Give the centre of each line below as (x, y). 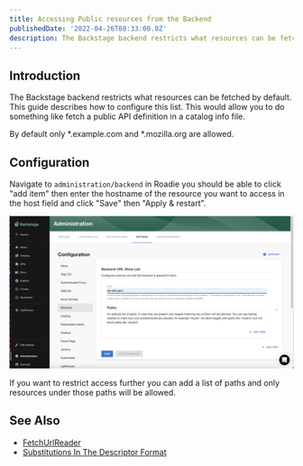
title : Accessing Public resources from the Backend (110, 19)
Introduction (45, 75)
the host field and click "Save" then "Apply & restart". (108, 203)
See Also (35, 420)
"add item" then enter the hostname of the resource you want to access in (147, 193)
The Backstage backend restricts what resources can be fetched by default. (151, 97)
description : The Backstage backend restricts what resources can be (143, 38)
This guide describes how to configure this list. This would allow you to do (147, 107)
